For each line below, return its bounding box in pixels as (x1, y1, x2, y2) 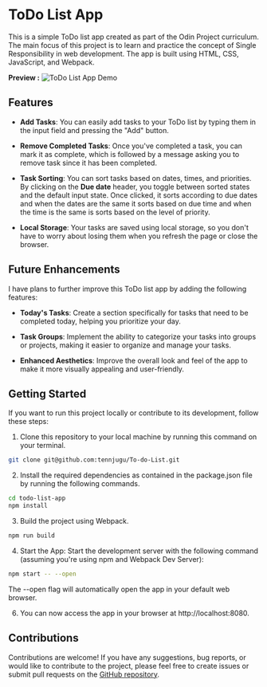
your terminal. (19, 441, 66, 450)
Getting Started (8, 387, 87, 400)
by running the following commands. (19, 479, 140, 489)
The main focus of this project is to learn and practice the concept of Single (8, 40, 257, 49)
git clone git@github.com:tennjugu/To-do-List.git (8, 456, 180, 464)
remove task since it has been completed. (19, 158, 158, 167)
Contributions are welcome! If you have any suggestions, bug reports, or (8, 652, 246, 662)
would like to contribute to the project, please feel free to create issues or (8, 661, 249, 670)
